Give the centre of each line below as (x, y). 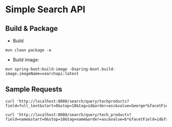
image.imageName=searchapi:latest (42, 74)
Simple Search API (45, 10)
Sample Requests (34, 89)
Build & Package (31, 29)
